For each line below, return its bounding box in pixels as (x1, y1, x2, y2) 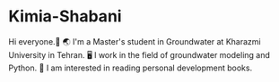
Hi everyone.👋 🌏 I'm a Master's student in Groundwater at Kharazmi (8, 36, 261, 46)
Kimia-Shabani (8, 6, 122, 27)
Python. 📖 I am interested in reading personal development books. (8, 62, 253, 73)
